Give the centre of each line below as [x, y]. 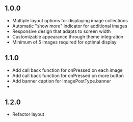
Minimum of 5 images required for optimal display [64, 42]
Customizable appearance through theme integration [68, 36]
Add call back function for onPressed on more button [68, 75]
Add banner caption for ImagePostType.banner [62, 81]
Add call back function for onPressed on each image [67, 70]
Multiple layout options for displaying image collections [70, 20]
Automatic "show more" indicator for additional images [70, 26]
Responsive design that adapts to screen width [61, 31]
